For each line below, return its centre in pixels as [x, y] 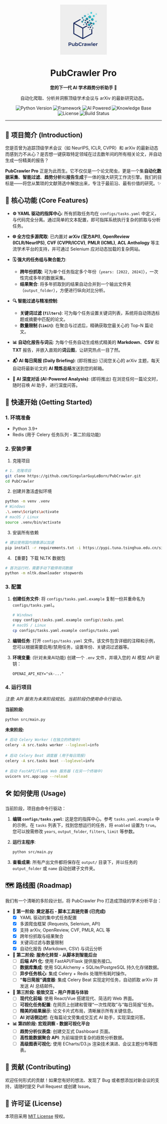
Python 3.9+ [25, 429]
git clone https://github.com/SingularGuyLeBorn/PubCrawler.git [73, 476]
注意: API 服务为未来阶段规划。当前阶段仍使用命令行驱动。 [65, 699]
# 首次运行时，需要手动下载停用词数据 [39, 568]
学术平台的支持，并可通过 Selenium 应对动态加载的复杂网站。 [80, 249]
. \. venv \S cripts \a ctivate [32, 512]
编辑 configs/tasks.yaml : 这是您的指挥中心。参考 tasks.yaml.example [83, 819]
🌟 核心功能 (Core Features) [47, 201]
